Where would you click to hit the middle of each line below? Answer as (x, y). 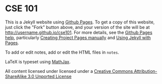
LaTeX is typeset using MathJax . (38, 62)
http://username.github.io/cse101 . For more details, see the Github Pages (79, 32)
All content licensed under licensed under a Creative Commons (69, 71)
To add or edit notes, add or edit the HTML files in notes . (62, 52)
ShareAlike (16, 76)
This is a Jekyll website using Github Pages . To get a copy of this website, (80, 22)
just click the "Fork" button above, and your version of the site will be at (77, 27)
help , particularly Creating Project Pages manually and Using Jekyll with (78, 38)
